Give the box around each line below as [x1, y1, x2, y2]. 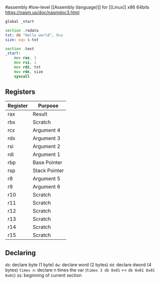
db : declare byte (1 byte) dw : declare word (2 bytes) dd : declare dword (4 [5, 262, 152, 268]
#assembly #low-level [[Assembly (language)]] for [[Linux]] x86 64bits [5, 4, 150, 10]
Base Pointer [33, 159, 63, 166]
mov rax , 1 [14, 56, 37, 61]
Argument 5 [33, 175, 60, 182]
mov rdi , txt [14, 65, 41, 70]
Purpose [38, 102, 58, 109]
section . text [5, 46, 35, 51]
